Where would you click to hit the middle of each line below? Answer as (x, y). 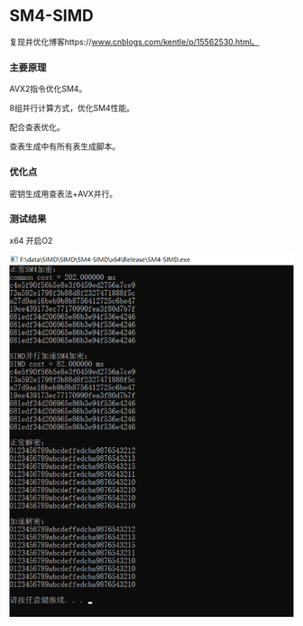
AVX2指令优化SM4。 (48, 89)
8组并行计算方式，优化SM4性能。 (72, 108)
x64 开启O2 (31, 240)
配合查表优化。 (37, 127)
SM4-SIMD (51, 16)
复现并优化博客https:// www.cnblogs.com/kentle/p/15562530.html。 (134, 42)
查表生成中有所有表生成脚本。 (64, 146)
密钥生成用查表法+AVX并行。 (64, 193)
